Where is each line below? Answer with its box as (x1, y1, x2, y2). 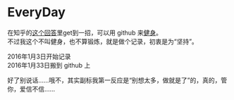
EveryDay (7, 4, 66, 20)
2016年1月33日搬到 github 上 (7, 61, 91, 69)
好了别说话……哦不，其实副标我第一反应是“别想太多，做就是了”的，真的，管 (7, 75, 228, 85)
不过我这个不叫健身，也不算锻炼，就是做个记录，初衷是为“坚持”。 (7, 37, 199, 46)
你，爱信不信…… (7, 85, 56, 93)
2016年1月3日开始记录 (7, 52, 72, 61)
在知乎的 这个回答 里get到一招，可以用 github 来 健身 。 (7, 28, 162, 37)
